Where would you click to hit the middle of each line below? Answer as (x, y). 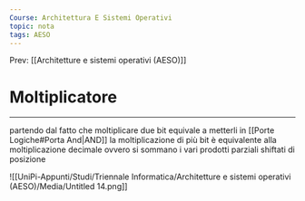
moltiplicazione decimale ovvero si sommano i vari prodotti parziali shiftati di (152, 149)
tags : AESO (30, 34)
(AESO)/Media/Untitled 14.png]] (69, 187)
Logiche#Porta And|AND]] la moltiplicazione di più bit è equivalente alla (143, 140)
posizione (28, 159)
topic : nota (32, 26)
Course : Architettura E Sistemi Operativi (91, 18)
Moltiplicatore (64, 97)
